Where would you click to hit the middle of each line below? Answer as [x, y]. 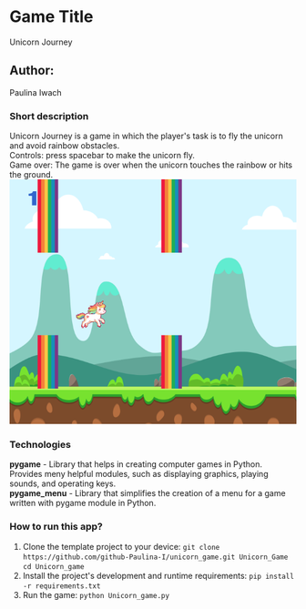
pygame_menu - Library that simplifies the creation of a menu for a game [148, 493]
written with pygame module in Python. [83, 503]
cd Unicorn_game [53, 566]
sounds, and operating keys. [63, 483]
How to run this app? [56, 527]
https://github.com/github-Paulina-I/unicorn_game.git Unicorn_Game [155, 557]
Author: [32, 71]
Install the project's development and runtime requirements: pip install [158, 575]
